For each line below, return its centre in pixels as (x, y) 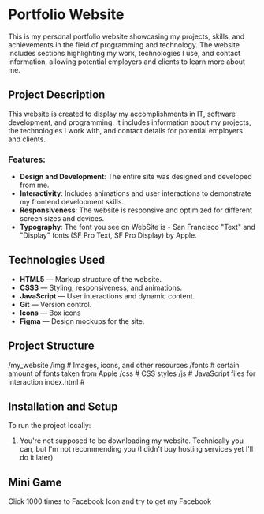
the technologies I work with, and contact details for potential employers (125, 130)
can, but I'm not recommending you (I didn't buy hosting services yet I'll (136, 449)
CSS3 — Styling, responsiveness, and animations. (101, 287)
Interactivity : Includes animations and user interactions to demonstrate (136, 193)
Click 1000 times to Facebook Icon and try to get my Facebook (110, 501)
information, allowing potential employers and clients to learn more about (127, 62)
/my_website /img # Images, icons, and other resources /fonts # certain (124, 365)
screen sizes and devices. (62, 219)
